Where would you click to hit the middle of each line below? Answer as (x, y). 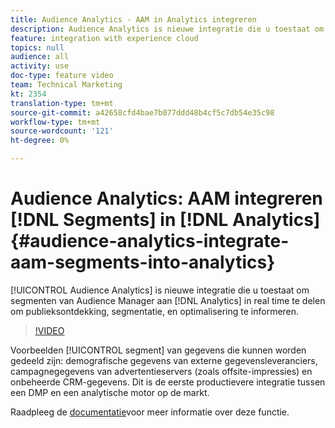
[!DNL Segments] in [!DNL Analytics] (165, 220)
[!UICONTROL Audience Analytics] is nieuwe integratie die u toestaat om (160, 290)
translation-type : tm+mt (62, 103)
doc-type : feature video (62, 76)
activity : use (40, 66)
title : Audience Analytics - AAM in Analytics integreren (133, 19)
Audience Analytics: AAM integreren (166, 198)
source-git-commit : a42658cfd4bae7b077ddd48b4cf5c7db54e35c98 (142, 112)
